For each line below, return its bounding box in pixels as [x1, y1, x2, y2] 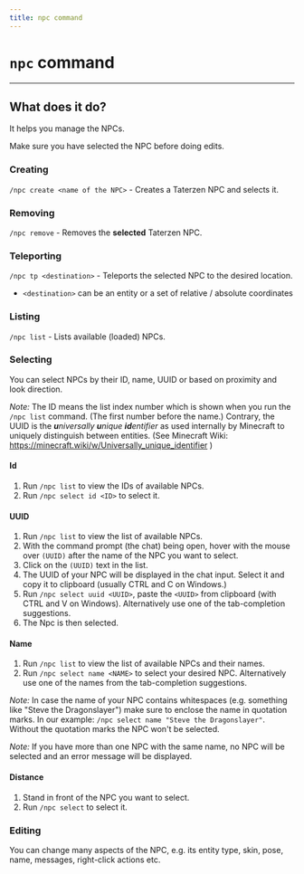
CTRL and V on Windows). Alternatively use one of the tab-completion [22, 598, 286, 609]
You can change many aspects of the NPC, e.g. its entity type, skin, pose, [9, 844, 283, 855]
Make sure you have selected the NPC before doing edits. [9, 141, 224, 152]
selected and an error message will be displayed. [9, 751, 193, 762]
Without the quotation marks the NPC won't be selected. [9, 724, 220, 735]
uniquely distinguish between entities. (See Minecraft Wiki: [9, 430, 229, 441]
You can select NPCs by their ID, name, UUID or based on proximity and [9, 374, 278, 385]
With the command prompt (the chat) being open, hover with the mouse [22, 540, 291, 552]
